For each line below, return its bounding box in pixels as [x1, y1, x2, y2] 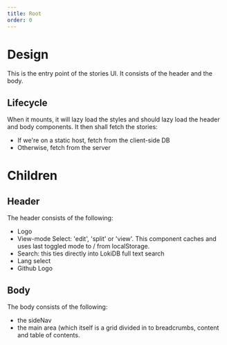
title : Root [7, 10, 42, 17]
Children [7, 168, 57, 184]
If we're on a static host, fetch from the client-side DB [17, 136, 171, 144]
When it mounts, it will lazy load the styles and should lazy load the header [7, 115, 220, 124]
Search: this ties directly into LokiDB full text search [17, 249, 165, 258]
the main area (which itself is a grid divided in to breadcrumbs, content [17, 323, 219, 332]
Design [7, 47, 49, 62]
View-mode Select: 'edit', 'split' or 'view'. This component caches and [17, 235, 217, 243]
